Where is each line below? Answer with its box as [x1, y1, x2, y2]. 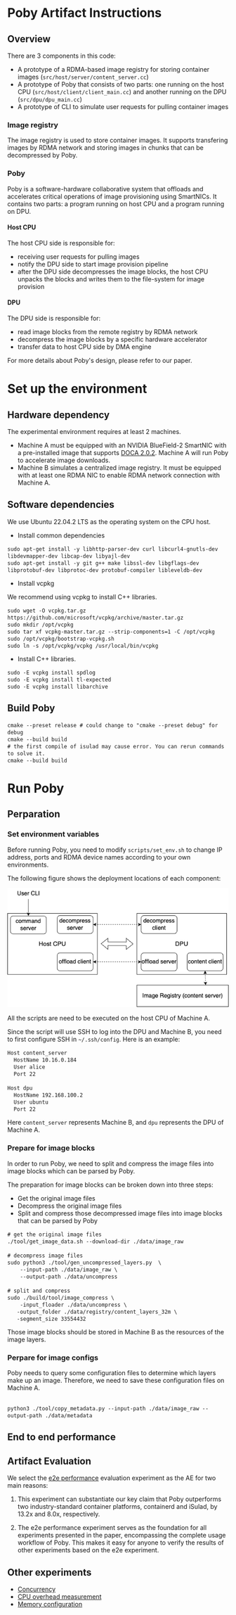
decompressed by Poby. [7, 151, 78, 160]
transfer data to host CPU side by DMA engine [17, 343, 152, 351]
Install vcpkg [17, 579, 55, 587]
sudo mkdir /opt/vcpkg [7, 621, 74, 628]
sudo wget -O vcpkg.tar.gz [7, 607, 86, 614]
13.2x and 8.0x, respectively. [17, 1510, 100, 1519]
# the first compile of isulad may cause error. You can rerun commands [7, 743, 225, 750]
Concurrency [17, 1585, 56, 1593]
